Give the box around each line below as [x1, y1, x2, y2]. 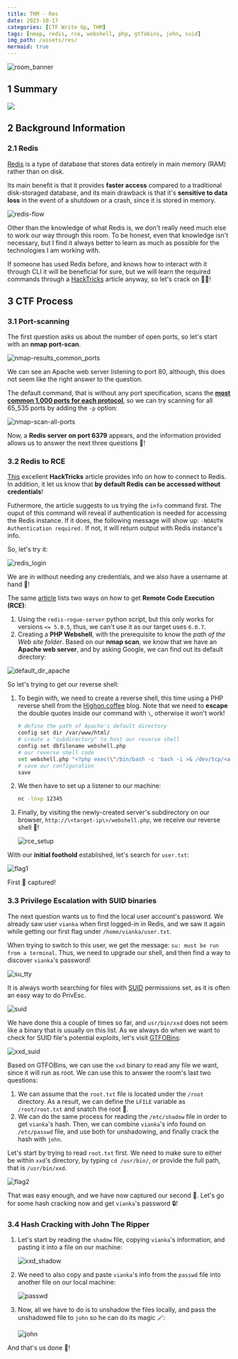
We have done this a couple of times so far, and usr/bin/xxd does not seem [7, 1018, 228, 1027]
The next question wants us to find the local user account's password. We [7, 912, 224, 920]
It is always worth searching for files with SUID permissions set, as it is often [7, 983, 230, 992]
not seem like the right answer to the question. [7, 375, 143, 383]
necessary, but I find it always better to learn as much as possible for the [7, 238, 220, 247]
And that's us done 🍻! [7, 1343, 71, 1352]
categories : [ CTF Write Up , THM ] [7, 23, 106, 30]
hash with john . [17, 1134, 62, 1143]
